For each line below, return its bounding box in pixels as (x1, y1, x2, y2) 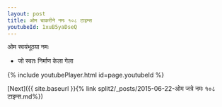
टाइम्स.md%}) (7, 92, 44, 101)
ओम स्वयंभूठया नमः (7, 43, 49, 51)
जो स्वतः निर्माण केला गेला (17, 57, 74, 65)
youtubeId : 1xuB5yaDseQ (7, 23, 78, 30)
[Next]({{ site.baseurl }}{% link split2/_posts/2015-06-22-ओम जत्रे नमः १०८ (7, 84, 216, 93)
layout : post (7, 10, 46, 18)
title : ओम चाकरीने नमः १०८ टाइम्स (7, 17, 93, 24)
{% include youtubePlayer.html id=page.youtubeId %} (7, 71, 165, 80)
